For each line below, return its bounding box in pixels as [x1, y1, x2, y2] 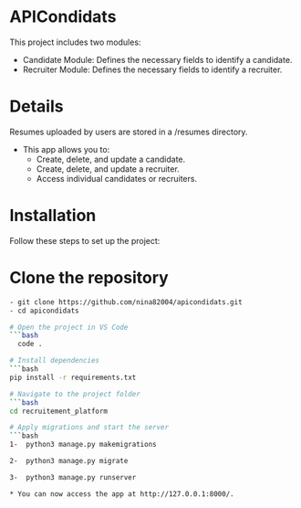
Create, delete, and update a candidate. [36, 153, 186, 164]
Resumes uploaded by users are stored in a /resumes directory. [9, 126, 248, 137]
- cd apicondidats [9, 306, 79, 315]
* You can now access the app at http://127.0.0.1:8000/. [9, 489, 234, 499]
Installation [9, 206, 97, 226]
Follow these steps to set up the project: [9, 235, 161, 246]
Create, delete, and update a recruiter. [36, 163, 180, 175]
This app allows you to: [22, 143, 110, 154]
